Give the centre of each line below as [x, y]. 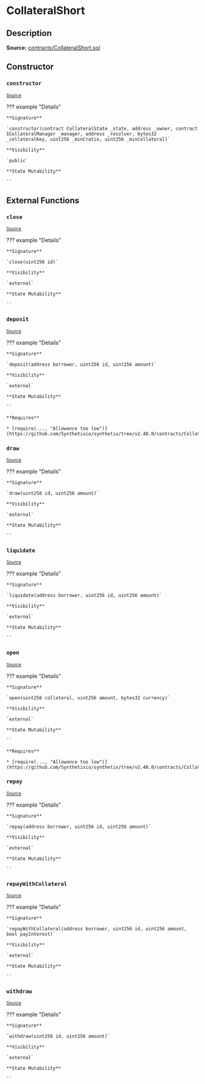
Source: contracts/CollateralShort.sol [53, 48]
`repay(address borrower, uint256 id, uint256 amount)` [79, 827]
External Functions [43, 201]
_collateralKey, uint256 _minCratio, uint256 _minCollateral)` [88, 139]
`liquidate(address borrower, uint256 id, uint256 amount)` [85, 596]
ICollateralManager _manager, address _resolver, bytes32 [81, 134]
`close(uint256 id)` [33, 262]
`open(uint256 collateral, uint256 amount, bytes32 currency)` [88, 698]
